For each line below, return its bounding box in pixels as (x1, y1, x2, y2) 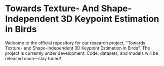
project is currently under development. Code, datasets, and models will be (5, 50, 158, 56)
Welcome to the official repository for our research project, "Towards (5, 40, 146, 45)
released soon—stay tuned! (5, 55, 61, 61)
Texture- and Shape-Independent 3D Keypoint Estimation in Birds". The (5, 45, 151, 51)
